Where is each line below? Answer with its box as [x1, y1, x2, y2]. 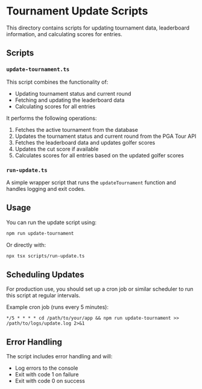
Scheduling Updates [6, 269, 84, 279]
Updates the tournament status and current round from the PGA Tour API [14, 132, 197, 140]
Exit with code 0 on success [14, 378, 86, 385]
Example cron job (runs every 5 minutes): [6, 303, 109, 311]
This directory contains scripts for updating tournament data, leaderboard [6, 24, 190, 31]
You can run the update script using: [6, 219, 97, 226]
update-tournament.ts [6, 66, 70, 73]
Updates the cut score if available [14, 145, 99, 152]
